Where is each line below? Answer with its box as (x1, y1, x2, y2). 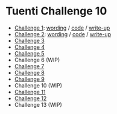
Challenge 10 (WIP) (14, 81, 63, 89)
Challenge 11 (14, 88, 46, 95)
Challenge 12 (14, 95, 47, 102)
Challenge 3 (14, 37, 45, 44)
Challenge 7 (14, 62, 45, 70)
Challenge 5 (14, 49, 45, 57)
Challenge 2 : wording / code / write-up (14, 30, 112, 37)
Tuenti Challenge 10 (5, 4, 107, 18)
